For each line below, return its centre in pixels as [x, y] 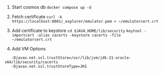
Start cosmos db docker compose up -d [52, 7]
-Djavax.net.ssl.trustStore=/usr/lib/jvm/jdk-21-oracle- [71, 58]
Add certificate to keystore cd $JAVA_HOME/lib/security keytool [77, 31]
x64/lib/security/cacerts [31, 62]
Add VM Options [29, 49]
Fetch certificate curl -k [37, 17]
